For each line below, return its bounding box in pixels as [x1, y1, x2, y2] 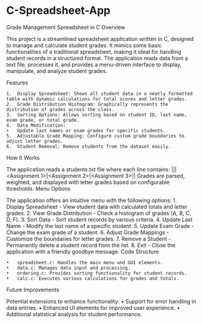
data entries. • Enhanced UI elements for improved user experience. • [6, 304, 180, 311]
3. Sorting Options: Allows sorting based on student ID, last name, [6, 112, 188, 118]
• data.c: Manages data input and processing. [6, 265, 131, 271]
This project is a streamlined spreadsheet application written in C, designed [6, 35, 194, 42]
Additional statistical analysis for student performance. [6, 310, 142, 317]
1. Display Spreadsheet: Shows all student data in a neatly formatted [6, 91, 193, 97]
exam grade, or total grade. [6, 117, 80, 123]
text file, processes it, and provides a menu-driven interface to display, [6, 61, 182, 68]
